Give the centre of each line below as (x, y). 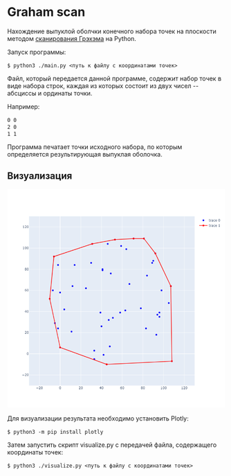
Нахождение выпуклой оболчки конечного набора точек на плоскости (112, 31)
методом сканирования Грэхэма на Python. (72, 38)
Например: (24, 106)
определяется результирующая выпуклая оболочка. (85, 154)
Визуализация (40, 176)
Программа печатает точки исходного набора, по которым (95, 147)
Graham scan (46, 12)
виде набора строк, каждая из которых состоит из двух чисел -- (103, 86)
